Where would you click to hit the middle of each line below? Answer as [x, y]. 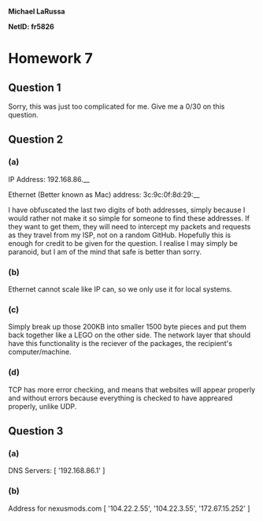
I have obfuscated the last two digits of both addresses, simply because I [127, 210]
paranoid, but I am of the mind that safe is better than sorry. [105, 251]
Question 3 [36, 431]
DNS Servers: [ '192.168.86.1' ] [57, 471]
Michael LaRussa [37, 11]
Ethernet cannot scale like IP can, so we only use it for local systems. [120, 289]
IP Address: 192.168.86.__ [49, 179]
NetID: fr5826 [31, 26]
